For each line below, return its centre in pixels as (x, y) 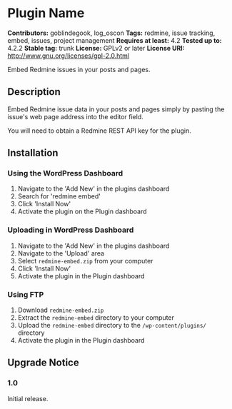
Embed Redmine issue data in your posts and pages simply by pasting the (116, 109)
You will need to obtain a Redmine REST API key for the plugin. (99, 131)
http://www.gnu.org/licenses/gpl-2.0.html (69, 56)
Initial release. (28, 398)
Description (34, 92)
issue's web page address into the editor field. (76, 116)
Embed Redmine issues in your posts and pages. (79, 69)
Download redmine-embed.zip (61, 310)
